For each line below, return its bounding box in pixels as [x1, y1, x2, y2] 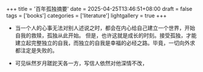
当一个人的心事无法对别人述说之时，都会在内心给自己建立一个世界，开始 [14, 25, 195, 31]
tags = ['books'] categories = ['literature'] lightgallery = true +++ [6, 12, 167, 19]
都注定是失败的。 [14, 47, 58, 54]
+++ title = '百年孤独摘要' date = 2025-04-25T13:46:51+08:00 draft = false [6, 5, 193, 12]
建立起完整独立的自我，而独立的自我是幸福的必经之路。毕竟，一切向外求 [14, 40, 195, 46]
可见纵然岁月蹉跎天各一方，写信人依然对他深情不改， [14, 59, 148, 67]
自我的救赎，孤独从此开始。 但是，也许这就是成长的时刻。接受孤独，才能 [14, 32, 197, 39]
